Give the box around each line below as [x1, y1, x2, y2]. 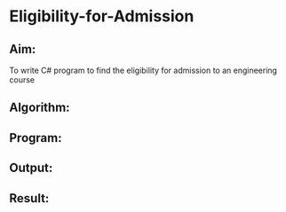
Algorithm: [9, 100, 70, 115]
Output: [9, 161, 53, 176]
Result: [9, 191, 50, 206]
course [9, 75, 36, 85]
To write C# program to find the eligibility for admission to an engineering [9, 65, 278, 75]
